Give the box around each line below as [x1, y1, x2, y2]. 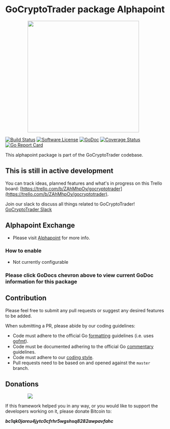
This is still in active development [5, 167, 114, 175]
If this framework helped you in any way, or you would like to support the [5, 403, 158, 409]
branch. [12, 365, 30, 371]
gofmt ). [12, 338, 29, 344]
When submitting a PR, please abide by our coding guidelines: [5, 322, 136, 329]
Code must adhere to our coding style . [12, 354, 94, 360]
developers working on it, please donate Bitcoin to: [5, 408, 112, 414]
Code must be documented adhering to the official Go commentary [12, 343, 154, 349]
